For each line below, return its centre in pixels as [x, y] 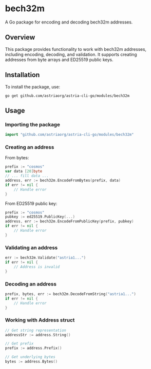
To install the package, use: [33, 87]
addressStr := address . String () [38, 335]
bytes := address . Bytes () [31, 362]
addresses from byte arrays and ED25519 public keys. [59, 60]
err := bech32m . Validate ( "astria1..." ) [46, 258]
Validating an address [31, 247]
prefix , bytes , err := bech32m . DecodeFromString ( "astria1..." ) [71, 294]
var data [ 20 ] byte [24, 172]
